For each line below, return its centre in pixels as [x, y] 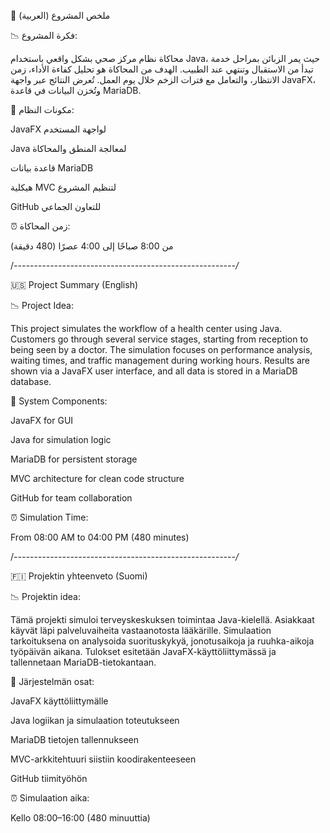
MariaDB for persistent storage [74, 459]
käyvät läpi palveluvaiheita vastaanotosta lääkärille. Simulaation [141, 630]
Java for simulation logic [61, 439]
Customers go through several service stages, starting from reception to [159, 339]
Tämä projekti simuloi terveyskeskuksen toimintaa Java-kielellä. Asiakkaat [162, 619]
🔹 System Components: [59, 401]
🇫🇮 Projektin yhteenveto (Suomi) [79, 576]
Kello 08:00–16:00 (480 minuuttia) [80, 818]
